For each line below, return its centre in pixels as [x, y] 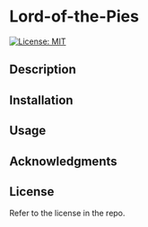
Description [43, 70]
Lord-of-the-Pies [74, 17]
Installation [41, 100]
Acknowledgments [64, 161]
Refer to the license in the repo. [67, 214]
